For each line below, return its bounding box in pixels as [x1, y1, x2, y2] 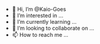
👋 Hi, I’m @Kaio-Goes [12, 6, 67, 12]
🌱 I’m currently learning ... [12, 18, 77, 25]
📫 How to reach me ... [12, 32, 68, 38]
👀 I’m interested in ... [12, 12, 64, 19]
